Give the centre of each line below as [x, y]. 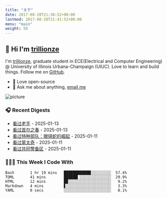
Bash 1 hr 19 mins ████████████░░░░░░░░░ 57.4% [66, 173]
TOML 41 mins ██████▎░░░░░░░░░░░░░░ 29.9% [66, 177]
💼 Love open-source [34, 82]
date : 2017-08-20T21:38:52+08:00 [40, 15]
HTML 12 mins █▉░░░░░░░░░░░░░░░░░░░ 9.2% [66, 181]
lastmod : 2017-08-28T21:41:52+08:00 [44, 19]
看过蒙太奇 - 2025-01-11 [37, 143]
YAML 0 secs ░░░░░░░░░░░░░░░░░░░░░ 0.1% [66, 190]
